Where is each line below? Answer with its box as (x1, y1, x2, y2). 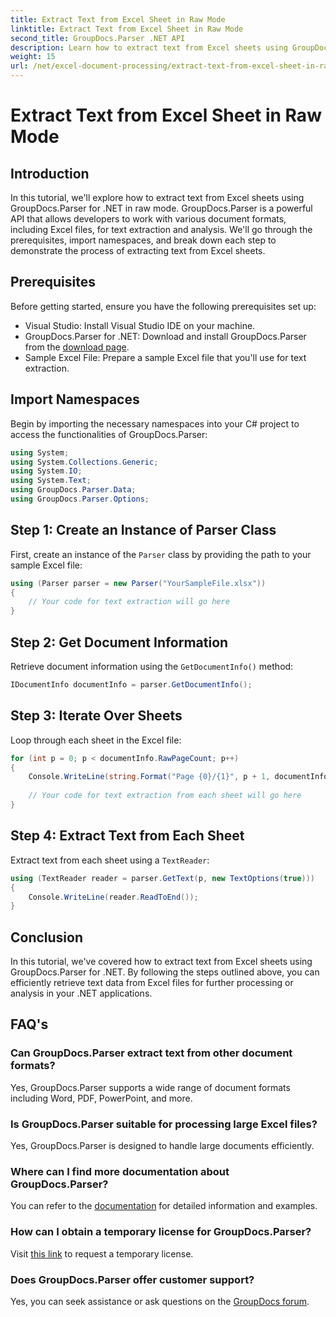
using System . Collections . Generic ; (10, 457, 159, 467)
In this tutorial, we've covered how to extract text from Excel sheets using (10, 956, 313, 968)
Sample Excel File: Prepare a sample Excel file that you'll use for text (24, 351, 307, 363)
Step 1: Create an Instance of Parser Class (10, 522, 277, 539)
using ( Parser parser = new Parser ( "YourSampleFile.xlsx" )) (10, 578, 267, 588)
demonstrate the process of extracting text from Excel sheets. (10, 245, 266, 256)
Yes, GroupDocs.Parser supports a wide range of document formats (10, 1081, 291, 1093)
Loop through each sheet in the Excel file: (10, 734, 182, 746)
